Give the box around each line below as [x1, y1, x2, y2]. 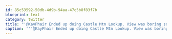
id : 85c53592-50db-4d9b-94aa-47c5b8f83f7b [5, 7, 97, 13]
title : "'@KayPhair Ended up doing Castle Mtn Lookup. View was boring [5, 21, 161, 27]
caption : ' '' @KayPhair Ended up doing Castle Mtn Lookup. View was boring [5, 26, 168, 31]
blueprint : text [5, 12, 40, 17]
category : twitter [5, 17, 45, 22]
